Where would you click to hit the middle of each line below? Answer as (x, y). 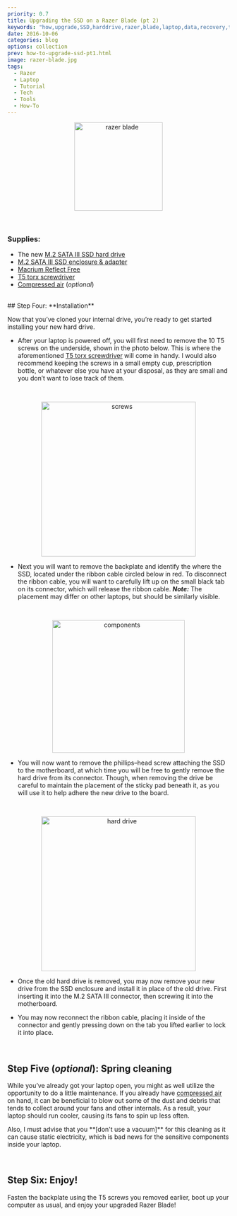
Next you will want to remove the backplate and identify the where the (120, 567)
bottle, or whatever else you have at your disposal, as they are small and (122, 371)
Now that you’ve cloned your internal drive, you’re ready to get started (110, 320)
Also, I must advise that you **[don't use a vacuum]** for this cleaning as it (116, 1129)
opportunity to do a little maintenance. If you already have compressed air (115, 1093)
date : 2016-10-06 (33, 34)
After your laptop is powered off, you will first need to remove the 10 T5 (121, 341)
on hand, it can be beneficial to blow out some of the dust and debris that (114, 1100)
